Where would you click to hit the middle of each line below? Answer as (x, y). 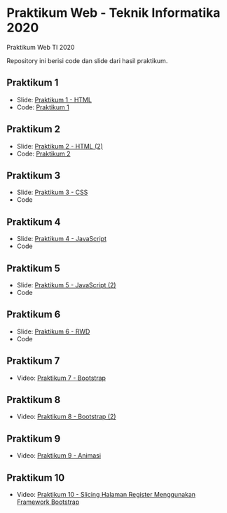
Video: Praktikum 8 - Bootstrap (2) (66, 417)
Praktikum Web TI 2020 (41, 47)
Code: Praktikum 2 (43, 153)
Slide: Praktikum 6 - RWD (53, 331)
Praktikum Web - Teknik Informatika (113, 13)
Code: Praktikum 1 (43, 107)
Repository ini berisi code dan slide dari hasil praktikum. (87, 60)
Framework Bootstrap (48, 502)
